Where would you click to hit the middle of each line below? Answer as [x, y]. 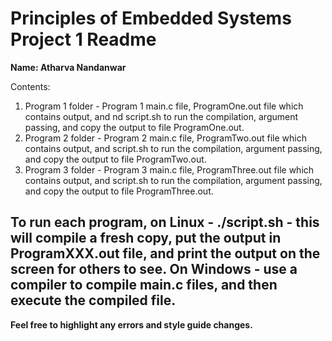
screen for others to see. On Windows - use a [154, 269]
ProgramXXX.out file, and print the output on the [165, 253]
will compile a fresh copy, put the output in [146, 238]
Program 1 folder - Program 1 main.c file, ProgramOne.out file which [164, 106]
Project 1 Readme [83, 39]
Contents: [30, 86]
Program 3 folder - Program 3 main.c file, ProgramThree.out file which [169, 169]
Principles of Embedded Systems [151, 18]
